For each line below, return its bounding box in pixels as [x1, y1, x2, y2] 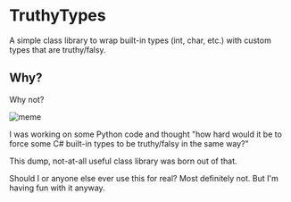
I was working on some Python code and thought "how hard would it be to [9, 129, 283, 139]
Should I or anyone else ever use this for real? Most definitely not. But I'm [9, 173, 279, 183]
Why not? [9, 94, 45, 105]
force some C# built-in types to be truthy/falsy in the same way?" [9, 138, 250, 148]
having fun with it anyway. [9, 182, 105, 193]
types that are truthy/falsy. [9, 44, 106, 55]
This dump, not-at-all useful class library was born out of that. [9, 156, 238, 166]
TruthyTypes [9, 5, 106, 26]
